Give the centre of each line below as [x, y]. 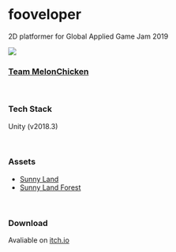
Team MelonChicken [49, 71]
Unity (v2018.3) [33, 126]
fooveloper [45, 15]
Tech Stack [30, 109]
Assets [22, 161]
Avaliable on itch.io [39, 240]
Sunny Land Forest [50, 187]
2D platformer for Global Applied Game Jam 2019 [88, 36]
